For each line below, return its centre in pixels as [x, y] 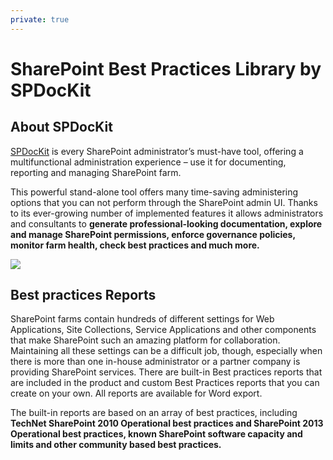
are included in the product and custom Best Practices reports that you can [165, 383]
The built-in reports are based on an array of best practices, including [154, 413]
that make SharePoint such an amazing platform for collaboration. [145, 340]
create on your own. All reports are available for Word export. [136, 393]
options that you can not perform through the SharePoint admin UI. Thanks [164, 202]
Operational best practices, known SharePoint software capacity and [156, 434]
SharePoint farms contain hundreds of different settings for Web [142, 319]
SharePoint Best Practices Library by [166, 68]
